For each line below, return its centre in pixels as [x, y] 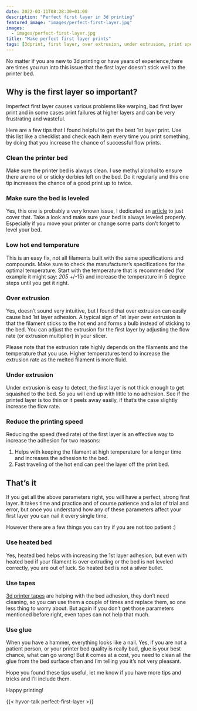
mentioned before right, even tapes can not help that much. [78, 614]
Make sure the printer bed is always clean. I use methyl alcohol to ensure [94, 170]
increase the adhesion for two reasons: [53, 441]
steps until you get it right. [38, 283]
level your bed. [24, 230]
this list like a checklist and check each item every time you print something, [98, 136]
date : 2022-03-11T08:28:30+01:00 [47, 11]
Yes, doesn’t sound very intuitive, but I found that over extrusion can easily [96, 311]
